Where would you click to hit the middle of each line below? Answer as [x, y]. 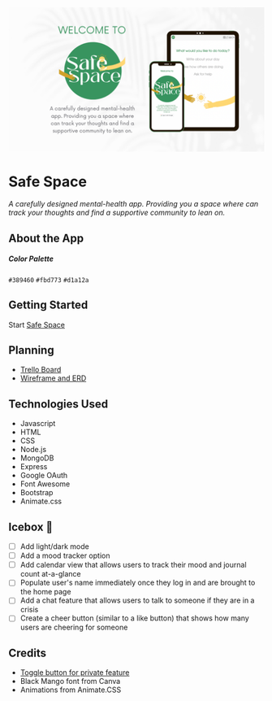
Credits [28, 653]
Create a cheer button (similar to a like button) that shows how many [134, 618]
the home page [45, 592]
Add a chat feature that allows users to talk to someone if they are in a [137, 600]
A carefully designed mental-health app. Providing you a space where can [134, 204]
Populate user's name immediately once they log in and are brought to [138, 583]
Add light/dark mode [54, 546]
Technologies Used [58, 404]
